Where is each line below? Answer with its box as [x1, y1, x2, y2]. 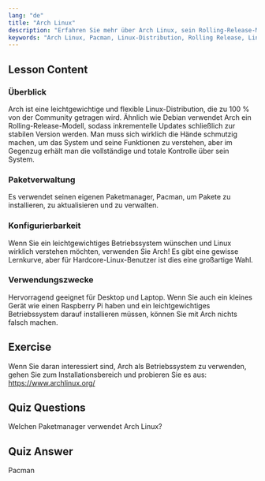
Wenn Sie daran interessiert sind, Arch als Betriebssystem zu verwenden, [8, 361, 247, 371]
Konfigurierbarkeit [8, 220, 81, 231]
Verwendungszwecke [8, 274, 94, 285]
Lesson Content [8, 62, 88, 76]
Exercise [8, 341, 52, 354]
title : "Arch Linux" [8, 19, 77, 27]
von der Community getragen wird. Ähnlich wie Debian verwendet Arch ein [8, 112, 252, 122]
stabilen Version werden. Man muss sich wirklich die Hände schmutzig [8, 129, 238, 139]
